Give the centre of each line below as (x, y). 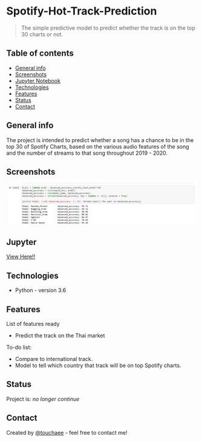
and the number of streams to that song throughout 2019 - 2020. (87, 153)
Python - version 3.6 (41, 290)
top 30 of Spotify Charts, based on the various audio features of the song (98, 146)
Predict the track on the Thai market (60, 336)
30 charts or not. (42, 34)
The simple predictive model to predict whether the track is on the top (108, 28)
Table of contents (40, 54)
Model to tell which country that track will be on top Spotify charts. (98, 366)
